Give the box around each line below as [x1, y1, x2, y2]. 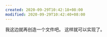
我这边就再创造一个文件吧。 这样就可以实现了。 [5, 26, 105, 32]
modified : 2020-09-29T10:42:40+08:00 [5, 12, 86, 17]
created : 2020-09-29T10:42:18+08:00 [5, 7, 83, 12]
